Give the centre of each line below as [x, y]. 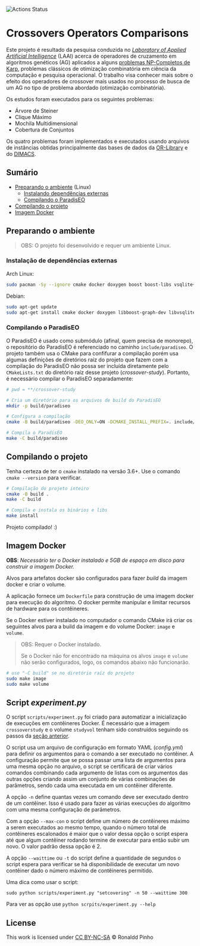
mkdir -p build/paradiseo [38, 406]
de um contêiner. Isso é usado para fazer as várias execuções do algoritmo [98, 803]
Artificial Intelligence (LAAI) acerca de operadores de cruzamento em [91, 56]
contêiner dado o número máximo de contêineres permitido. [80, 871]
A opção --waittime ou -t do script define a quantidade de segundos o [94, 858]
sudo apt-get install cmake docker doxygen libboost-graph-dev [86, 313]
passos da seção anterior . [38, 736]
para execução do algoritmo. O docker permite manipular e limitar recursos [98, 602]
